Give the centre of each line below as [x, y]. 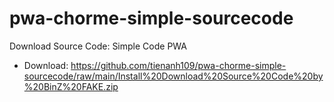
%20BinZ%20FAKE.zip [71, 86]
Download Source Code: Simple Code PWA [98, 46]
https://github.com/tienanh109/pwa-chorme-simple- [178, 65]
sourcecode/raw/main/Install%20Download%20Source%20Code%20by [173, 76]
